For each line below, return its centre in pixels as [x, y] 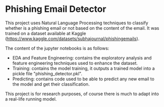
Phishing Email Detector [56, 9]
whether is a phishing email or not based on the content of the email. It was [82, 28]
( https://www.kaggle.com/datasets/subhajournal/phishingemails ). [72, 39]
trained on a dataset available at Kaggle [45, 33]
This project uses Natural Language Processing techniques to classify [77, 23]
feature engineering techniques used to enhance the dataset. [75, 63]
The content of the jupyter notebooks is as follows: [57, 48]
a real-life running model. [31, 99]
